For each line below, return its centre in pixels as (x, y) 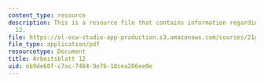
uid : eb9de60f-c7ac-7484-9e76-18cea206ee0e (81, 66)
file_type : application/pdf (54, 45)
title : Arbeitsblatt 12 (47, 59)
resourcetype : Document (47, 52)
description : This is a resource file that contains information (117, 23)
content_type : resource (47, 15)
